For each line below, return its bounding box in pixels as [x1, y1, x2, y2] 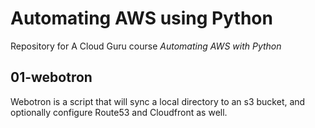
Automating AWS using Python [10, 7, 273, 30]
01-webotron [10, 69, 93, 86]
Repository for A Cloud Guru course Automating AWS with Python [10, 40, 282, 52]
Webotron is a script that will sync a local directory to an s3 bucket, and [10, 95, 306, 107]
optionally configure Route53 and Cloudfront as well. [10, 106, 228, 118]
